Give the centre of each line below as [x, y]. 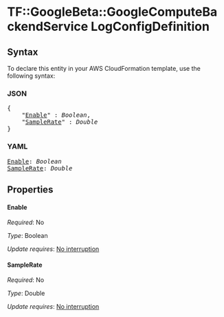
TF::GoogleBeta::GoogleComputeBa [112, 12]
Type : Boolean [27, 236]
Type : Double [26, 294]
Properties [30, 189]
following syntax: [31, 76]
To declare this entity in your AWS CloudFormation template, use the [104, 68]
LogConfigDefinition [150, 26]
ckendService [48, 26]
